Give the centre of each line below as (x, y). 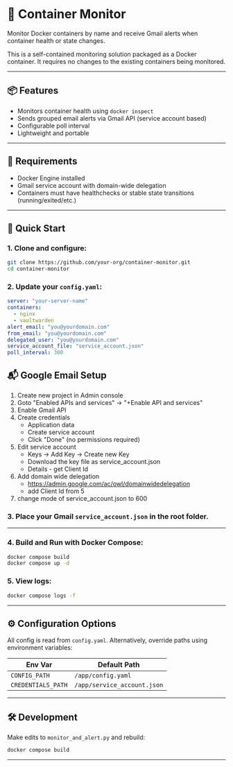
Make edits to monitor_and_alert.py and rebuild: (76, 737)
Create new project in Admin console (70, 395)
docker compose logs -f (42, 596)
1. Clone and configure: (47, 248)
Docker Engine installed (51, 178)
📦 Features (33, 91)
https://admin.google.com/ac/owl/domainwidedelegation (109, 483)
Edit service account (46, 447)
